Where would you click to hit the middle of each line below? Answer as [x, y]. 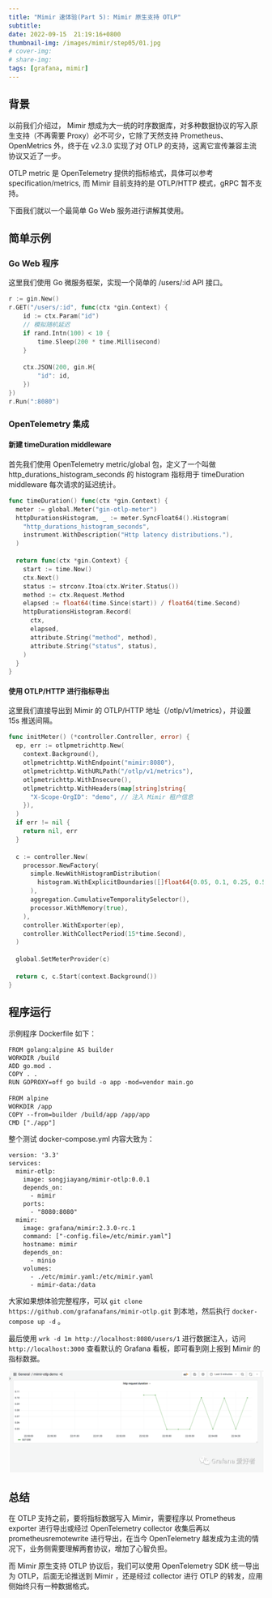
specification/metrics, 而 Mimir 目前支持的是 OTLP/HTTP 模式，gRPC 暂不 [132, 183]
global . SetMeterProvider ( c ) [63, 959]
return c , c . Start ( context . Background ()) [87, 976]
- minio [43, 1260]
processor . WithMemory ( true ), [79, 908]
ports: [34, 1203]
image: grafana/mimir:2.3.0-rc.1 [79, 1228]
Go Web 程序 [34, 263]
